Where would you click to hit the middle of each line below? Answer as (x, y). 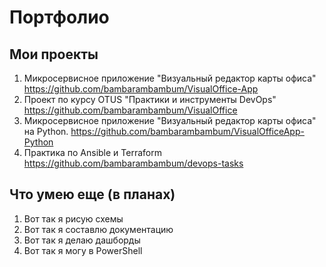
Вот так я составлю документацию (98, 229)
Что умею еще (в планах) (92, 194)
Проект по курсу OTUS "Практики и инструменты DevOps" (150, 99)
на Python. (46, 131)
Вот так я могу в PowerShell (83, 250)
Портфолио (59, 17)
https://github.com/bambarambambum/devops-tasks (133, 163)
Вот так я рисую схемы (73, 218)
